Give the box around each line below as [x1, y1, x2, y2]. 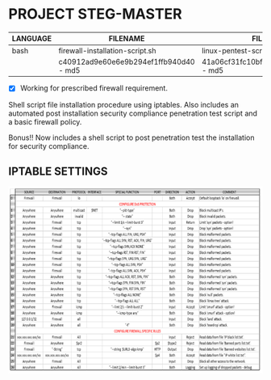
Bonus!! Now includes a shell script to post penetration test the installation [8, 133, 255, 142]
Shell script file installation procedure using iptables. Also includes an [8, 99, 240, 109]
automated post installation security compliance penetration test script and [8, 108, 258, 118]
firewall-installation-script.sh [58, 45, 156, 55]
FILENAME [108, 34, 145, 44]
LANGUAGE [11, 34, 52, 44]
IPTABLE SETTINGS [8, 164, 108, 178]
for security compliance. [8, 141, 90, 150]
